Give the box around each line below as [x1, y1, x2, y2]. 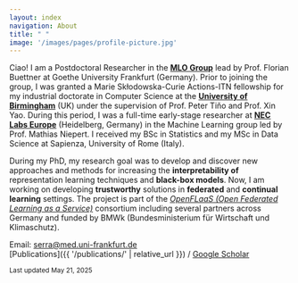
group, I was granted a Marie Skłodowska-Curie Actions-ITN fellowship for [9, 81, 284, 92]
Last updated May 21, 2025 [9, 266, 93, 275]
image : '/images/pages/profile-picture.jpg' [9, 37, 178, 47]
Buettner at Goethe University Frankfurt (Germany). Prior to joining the [9, 72, 268, 83]
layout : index [9, 12, 62, 22]
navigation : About [9, 21, 78, 30]
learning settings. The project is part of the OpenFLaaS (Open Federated [9, 194, 278, 204]
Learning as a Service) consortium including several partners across [9, 203, 261, 214]
